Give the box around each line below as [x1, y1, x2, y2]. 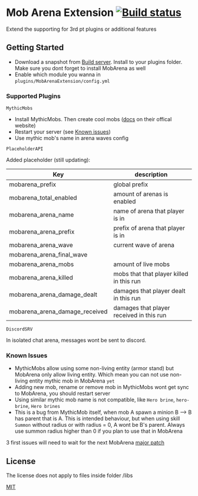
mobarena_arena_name [9, 210, 74, 219]
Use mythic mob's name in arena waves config [14, 135, 128, 142]
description [134, 170, 168, 179]
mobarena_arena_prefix [9, 228, 75, 236]
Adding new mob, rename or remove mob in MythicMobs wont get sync [14, 384, 190, 391]
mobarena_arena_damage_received [9, 307, 108, 316]
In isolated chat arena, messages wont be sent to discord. [6, 337, 147, 344]
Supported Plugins [6, 92, 61, 100]
